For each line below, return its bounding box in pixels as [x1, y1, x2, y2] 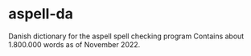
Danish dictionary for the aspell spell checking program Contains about [8, 31, 245, 41]
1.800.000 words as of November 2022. [8, 39, 141, 49]
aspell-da [8, 5, 74, 23]
